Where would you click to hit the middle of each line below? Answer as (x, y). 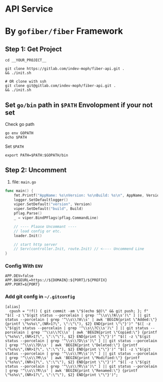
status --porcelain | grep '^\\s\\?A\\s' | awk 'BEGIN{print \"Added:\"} (81, 319)
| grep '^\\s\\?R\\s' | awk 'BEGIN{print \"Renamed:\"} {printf (71, 370)
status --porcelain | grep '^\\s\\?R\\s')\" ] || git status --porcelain (81, 366)
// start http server (35, 244)
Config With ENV (24, 266)
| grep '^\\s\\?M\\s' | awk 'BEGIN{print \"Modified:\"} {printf (72, 358)
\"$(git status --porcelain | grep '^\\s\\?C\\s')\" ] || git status (77, 328)
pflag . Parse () (28, 213)
